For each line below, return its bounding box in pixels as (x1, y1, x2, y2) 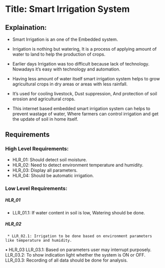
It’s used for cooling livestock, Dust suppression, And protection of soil (12, 91, 158, 96)
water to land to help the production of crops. (12, 51, 106, 57)
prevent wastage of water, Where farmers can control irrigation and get (12, 111, 159, 117)
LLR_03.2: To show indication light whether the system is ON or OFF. (5, 252, 146, 258)
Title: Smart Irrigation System (5, 3, 130, 15)
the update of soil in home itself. (12, 116, 79, 122)
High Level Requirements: (5, 145, 69, 152)
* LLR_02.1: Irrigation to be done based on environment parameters (7, 233, 153, 239)
